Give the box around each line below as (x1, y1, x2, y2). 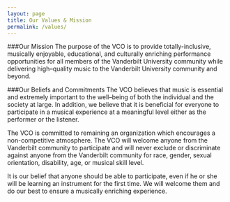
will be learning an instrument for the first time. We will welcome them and (7, 180, 220, 188)
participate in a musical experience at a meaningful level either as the (7, 108, 207, 116)
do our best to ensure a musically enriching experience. (7, 187, 167, 196)
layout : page (7, 10, 45, 17)
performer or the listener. (7, 115, 79, 124)
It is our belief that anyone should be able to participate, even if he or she (7, 172, 217, 180)
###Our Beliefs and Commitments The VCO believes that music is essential (7, 85, 224, 94)
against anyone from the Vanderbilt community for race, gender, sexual (7, 151, 213, 159)
